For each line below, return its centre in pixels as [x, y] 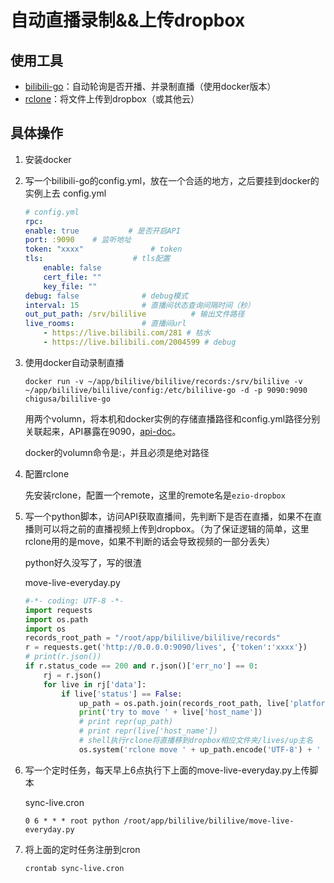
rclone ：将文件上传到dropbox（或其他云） [112, 99]
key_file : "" [70, 286]
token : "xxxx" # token [103, 249]
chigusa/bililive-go [67, 399]
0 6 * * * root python [72, 821]
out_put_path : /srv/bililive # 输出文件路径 [134, 314]
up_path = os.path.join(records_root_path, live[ [184, 703]
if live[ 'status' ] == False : [122, 694]
